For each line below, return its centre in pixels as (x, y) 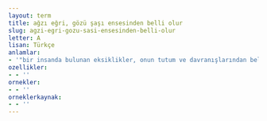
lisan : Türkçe (32, 45)
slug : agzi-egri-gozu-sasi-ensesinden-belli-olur (92, 30)
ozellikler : (28, 68)
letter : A (25, 38)
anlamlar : (25, 53)
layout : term (30, 16)
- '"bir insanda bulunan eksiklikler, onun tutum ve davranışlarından (128, 60)
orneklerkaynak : (35, 97)
